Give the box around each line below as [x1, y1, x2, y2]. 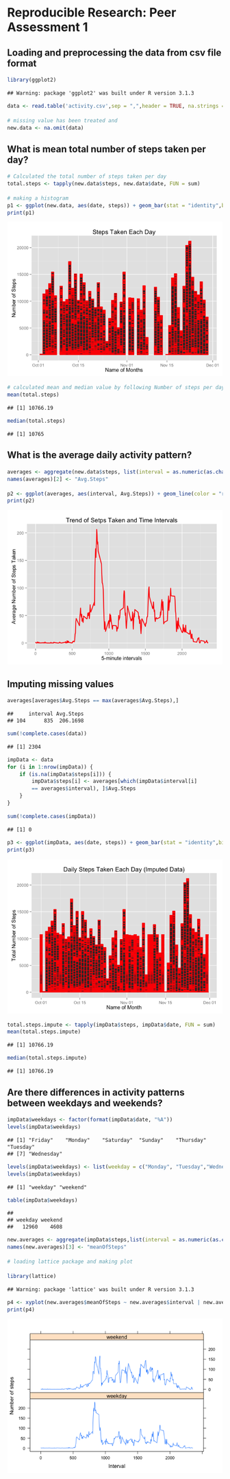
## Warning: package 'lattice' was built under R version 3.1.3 [7, 1285, 194, 1293]
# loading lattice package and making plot [7, 1258, 133, 1265]
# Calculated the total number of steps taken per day [7, 173, 167, 180]
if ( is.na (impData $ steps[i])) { [19, 771, 112, 778]
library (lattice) [7, 1272, 57, 1279]
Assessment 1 [7, 19, 88, 35]
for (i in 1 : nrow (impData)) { [7, 763, 94, 770]
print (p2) [7, 498, 36, 504]
